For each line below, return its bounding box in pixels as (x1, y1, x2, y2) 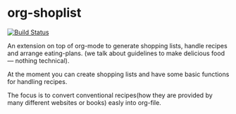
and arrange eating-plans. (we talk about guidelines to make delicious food (7, 49, 225, 57)
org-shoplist (7, 5, 82, 21)
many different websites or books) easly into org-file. (7, 98, 162, 106)
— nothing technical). (7, 56, 70, 64)
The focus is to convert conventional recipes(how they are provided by (7, 91, 213, 99)
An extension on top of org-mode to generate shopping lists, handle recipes (7, 41, 228, 50)
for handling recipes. (7, 77, 68, 85)
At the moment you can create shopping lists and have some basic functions (7, 70, 230, 78)
